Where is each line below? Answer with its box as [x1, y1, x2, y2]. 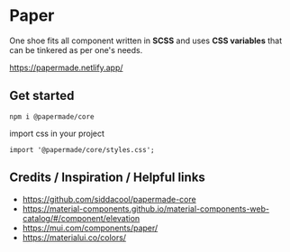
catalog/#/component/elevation [22, 212, 140, 223]
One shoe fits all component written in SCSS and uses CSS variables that [9, 35, 283, 46]
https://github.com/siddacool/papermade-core [22, 193, 196, 204]
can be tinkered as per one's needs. [9, 44, 143, 55]
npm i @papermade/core [9, 112, 95, 121]
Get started [9, 88, 75, 103]
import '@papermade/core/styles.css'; [9, 145, 155, 154]
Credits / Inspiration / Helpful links [9, 170, 205, 185]
